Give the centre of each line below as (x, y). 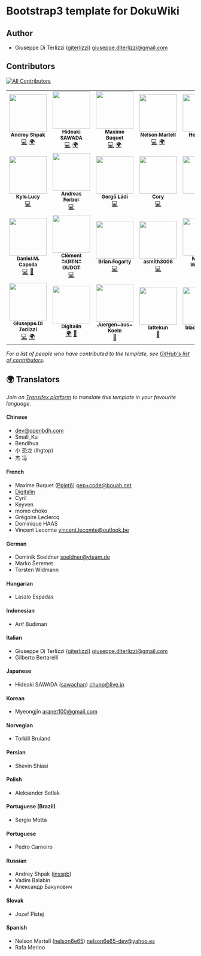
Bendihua (27, 443)
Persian (16, 753)
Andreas (71, 194)
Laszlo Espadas (34, 597)
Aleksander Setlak (37, 793)
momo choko (31, 511)
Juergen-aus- (115, 325)
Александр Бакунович (43, 887)
